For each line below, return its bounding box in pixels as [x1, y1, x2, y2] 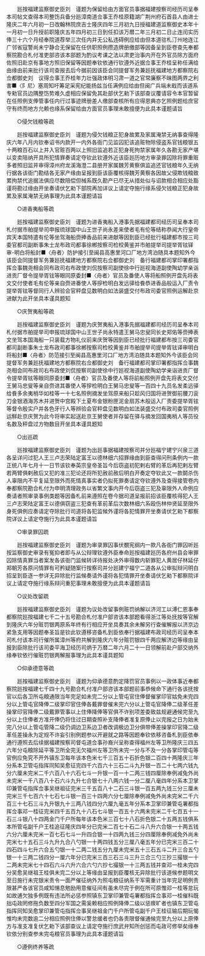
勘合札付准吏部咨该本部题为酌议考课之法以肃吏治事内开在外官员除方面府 [16, 51, 199, 58]
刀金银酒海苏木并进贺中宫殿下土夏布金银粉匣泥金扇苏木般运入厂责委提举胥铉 [6, 397, 199, 404]
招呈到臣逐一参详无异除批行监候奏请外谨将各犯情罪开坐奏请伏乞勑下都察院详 [6, 572, 199, 579]
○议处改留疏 [16, 593, 49, 600]
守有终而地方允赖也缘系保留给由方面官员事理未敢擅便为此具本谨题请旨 [6, 105, 183, 112]
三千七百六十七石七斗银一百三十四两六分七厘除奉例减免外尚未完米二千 [16, 792, 193, 799]
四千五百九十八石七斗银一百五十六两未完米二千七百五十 [54, 808, 193, 815]
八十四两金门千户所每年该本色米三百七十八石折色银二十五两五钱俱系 [27, 815, 199, 822]
